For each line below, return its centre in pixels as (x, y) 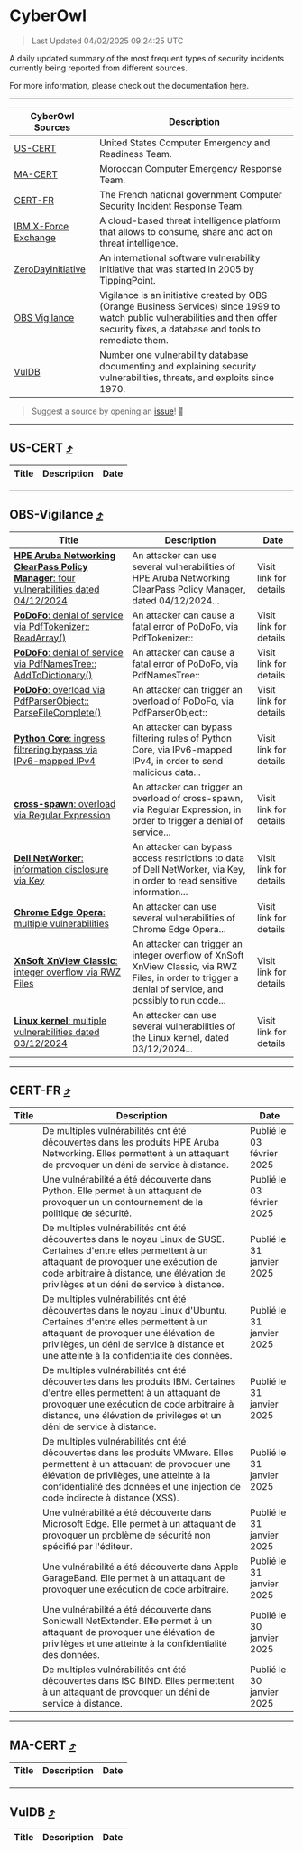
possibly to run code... (179, 1000)
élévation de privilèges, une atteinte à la (126, 1475)
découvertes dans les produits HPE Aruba (131, 1142)
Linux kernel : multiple (60, 1020)
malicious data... (166, 772)
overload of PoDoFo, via (183, 701)
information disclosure (61, 869)
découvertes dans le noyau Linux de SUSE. (133, 1239)
